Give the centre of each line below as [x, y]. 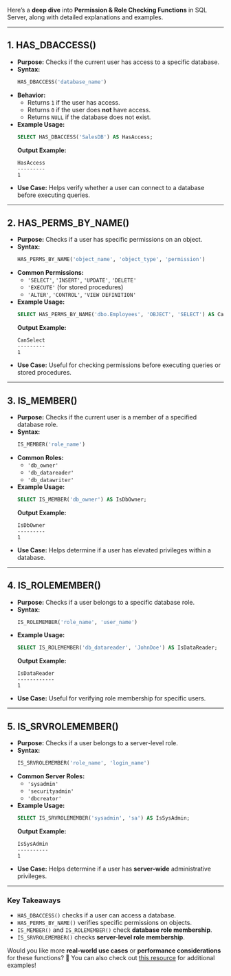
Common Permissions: [50, 273]
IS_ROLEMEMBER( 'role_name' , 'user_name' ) [77, 622]
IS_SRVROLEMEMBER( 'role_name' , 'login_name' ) [83, 763]
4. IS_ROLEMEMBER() [54, 586]
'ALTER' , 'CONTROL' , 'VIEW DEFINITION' [81, 295]
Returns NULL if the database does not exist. [89, 117]
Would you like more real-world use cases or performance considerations [114, 951]
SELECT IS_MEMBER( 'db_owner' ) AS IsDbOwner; [82, 499]
